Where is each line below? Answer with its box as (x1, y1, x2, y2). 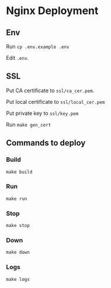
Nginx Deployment (6, 4, 99, 18)
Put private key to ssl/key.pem (6, 110, 79, 117)
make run (6, 195, 27, 202)
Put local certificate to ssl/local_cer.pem (6, 98, 105, 105)
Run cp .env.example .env (6, 43, 70, 50)
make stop (6, 223, 30, 229)
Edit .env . (6, 55, 29, 61)
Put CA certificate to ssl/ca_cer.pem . (6, 87, 95, 94)
